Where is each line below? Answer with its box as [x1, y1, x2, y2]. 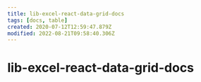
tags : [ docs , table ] [7, 17, 68, 24]
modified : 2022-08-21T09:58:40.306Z [7, 29, 115, 37]
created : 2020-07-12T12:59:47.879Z [7, 23, 112, 30]
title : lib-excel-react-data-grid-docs [7, 10, 125, 18]
